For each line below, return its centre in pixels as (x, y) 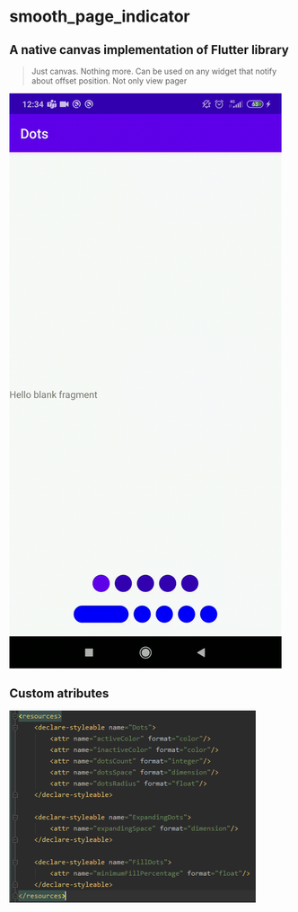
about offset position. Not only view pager (109, 81)
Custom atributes (59, 694)
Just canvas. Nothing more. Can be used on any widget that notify (154, 71)
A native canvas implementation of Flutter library (149, 50)
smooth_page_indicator (100, 17)
